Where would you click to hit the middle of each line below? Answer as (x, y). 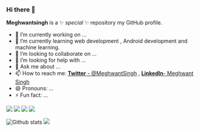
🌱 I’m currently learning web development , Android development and (101, 41)
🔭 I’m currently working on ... (51, 35)
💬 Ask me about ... (38, 67)
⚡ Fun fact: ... (31, 95)
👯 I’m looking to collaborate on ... (56, 54)
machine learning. (37, 47)
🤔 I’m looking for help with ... (50, 60)
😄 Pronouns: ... (34, 88)
